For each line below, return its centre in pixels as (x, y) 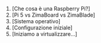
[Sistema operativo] (36, 21)
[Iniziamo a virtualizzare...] (45, 34)
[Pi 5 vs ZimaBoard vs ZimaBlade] (53, 15)
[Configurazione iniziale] (42, 27)
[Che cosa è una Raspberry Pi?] (51, 9)
